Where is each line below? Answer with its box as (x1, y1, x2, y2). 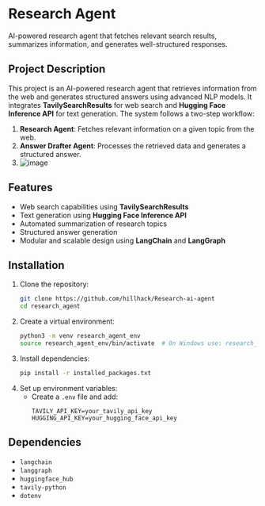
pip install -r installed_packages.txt (19, 369, 152, 377)
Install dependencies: (19, 354, 90, 363)
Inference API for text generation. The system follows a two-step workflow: (8, 109, 255, 118)
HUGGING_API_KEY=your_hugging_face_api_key (31, 414, 178, 422)
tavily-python (19, 483, 66, 492)
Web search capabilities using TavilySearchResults (19, 201, 189, 211)
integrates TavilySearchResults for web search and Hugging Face (8, 100, 226, 109)
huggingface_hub (19, 475, 74, 483)
